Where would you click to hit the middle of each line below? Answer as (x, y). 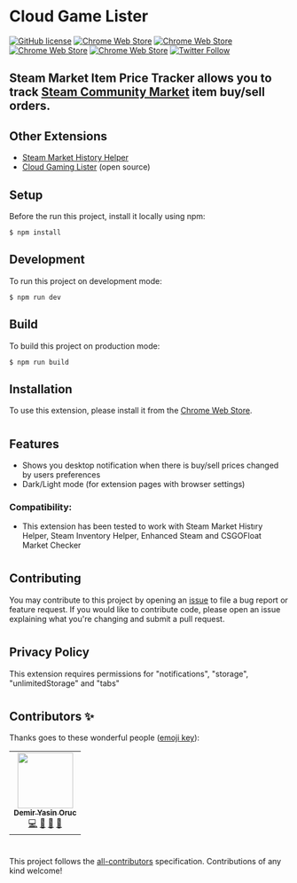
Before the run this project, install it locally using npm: (107, 216)
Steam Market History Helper (75, 158)
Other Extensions (59, 136)
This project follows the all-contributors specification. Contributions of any (145, 862)
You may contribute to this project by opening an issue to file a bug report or (148, 600)
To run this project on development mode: (86, 280)
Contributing (45, 579)
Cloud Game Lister (79, 16)
